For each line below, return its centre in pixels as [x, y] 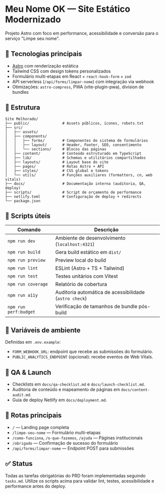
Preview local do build [81, 260]
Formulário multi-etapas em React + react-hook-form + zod [72, 76]
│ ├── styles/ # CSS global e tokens [57, 171]
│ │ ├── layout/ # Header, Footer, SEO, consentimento [73, 145]
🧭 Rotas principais [33, 415]
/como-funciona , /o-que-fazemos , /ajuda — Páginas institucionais [77, 438]
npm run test [23, 276]
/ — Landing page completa [41, 427]
